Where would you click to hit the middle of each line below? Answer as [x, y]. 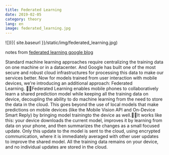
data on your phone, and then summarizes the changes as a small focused [82, 126]
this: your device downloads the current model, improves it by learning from [84, 120]
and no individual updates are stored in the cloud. [57, 147]
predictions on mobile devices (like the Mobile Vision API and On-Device [80, 110]
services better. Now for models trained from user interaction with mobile [81, 78]
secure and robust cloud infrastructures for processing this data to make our [84, 72]
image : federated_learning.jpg [38, 28]
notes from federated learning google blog [49, 52]
